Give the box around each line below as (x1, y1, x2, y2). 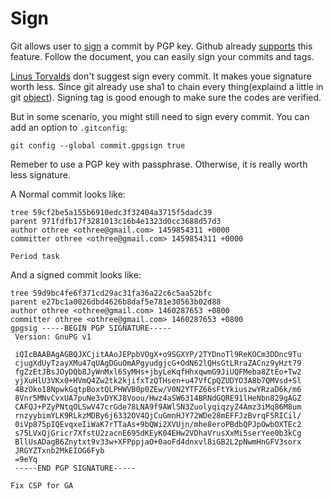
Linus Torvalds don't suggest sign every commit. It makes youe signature (10, 70, 312, 82)
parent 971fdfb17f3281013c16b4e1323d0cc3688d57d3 (10, 216, 222, 226)
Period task (10, 251, 60, 261)
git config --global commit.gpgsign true (10, 140, 186, 151)
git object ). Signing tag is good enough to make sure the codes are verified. (10, 91, 322, 103)
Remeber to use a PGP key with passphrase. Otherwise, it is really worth (10, 158, 308, 170)
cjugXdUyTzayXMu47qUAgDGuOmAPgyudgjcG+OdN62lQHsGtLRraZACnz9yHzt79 (14, 358, 302, 368)
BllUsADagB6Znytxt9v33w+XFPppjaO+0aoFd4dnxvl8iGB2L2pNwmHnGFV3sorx (14, 437, 302, 447)
